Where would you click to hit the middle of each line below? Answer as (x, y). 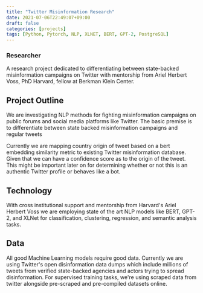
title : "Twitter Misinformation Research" (60, 12)
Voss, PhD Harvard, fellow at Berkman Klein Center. (70, 82)
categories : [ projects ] (36, 29)
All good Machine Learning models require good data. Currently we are (95, 258)
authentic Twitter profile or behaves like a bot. (63, 172)
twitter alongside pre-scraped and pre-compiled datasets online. (87, 283)
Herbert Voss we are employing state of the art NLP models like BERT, (94, 211)
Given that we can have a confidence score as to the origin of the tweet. (96, 159)
